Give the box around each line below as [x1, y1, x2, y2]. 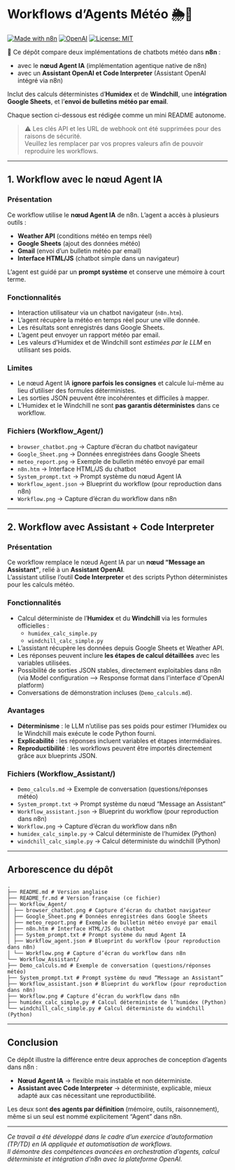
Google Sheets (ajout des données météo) [17, 239, 141, 247]
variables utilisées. [17, 659, 71, 667]
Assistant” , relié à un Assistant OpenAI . [7, 565, 124, 574]
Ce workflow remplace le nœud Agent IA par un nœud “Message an [7, 558, 205, 567]
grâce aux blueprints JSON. [17, 751, 98, 759]
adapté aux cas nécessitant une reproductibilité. [17, 1091, 157, 1099]
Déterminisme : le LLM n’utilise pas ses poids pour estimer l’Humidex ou [17, 722, 227, 730]
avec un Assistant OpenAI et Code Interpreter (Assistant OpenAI [17, 69, 206, 77]
